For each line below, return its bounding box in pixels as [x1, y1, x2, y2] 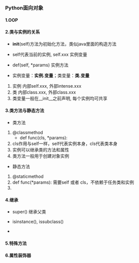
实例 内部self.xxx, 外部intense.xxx [12, 83, 82, 89]
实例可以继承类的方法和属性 [12, 147, 69, 153]
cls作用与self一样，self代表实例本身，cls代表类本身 [12, 140, 118, 147]
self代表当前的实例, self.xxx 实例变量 [12, 51, 88, 57]
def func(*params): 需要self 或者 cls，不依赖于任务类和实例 [12, 179, 134, 185]
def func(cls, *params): [19, 135, 68, 141]
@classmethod [12, 129, 43, 135]
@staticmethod [12, 173, 44, 179]
